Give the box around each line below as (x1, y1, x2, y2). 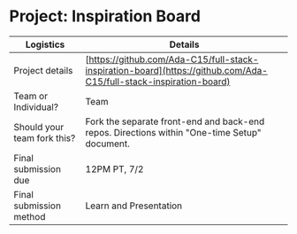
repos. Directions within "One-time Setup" (85, 126, 263, 138)
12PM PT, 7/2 (85, 162, 144, 175)
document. (85, 137, 131, 150)
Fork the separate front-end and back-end (85, 115, 265, 128)
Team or (13, 90, 49, 102)
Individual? (13, 100, 59, 113)
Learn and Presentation (85, 199, 183, 212)
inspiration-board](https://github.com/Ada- (85, 64, 268, 76)
